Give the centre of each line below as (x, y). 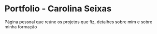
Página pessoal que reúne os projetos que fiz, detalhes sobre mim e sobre (78, 22)
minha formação (21, 26)
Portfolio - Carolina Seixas (58, 9)
